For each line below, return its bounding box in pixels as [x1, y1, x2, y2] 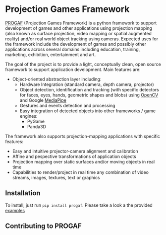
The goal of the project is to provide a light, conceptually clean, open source [5, 61, 161, 67]
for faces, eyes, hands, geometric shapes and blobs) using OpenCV [19, 92, 159, 98]
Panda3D [27, 123, 46, 130]
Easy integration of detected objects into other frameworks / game [19, 108, 156, 114]
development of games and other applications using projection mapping [5, 25, 153, 31]
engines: [19, 113, 38, 119]
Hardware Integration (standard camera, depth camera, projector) [19, 81, 155, 87]
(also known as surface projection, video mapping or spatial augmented [5, 30, 152, 36]
